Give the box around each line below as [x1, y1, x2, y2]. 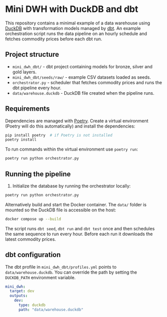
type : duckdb [18, 303, 46, 308]
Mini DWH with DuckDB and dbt [5, 3, 139, 15]
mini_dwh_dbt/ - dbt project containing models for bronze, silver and [12, 63, 153, 69]
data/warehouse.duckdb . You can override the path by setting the [5, 269, 137, 275]
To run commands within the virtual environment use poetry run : [5, 146, 138, 153]
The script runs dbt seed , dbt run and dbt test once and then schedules [5, 225, 155, 231]
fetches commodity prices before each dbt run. [5, 36, 102, 42]
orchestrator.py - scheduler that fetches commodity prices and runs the [12, 79, 162, 85]
